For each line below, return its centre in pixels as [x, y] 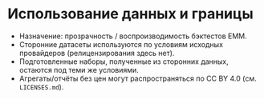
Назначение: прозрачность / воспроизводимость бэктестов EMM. [133, 36]
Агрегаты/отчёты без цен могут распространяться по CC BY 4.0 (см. [138, 78]
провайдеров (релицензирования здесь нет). [97, 53]
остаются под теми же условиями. [79, 69]
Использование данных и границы [130, 14]
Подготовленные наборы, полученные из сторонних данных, [124, 61]
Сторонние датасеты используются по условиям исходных [121, 44]
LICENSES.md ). [41, 87]
